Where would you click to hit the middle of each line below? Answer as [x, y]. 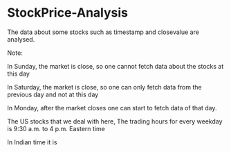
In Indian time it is [32, 142]
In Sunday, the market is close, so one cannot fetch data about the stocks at [115, 66]
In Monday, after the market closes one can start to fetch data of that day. [112, 108]
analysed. [21, 39]
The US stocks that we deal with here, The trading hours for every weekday [115, 121]
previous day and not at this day [53, 94]
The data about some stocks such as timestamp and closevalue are [103, 32]
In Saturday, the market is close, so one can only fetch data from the [104, 87]
